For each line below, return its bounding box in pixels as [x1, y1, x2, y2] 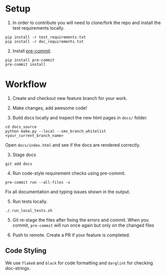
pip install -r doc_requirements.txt [5, 39, 84, 44]
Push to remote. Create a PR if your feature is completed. [12, 232, 130, 238]
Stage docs [12, 152, 36, 158]
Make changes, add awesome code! [12, 105, 87, 111]
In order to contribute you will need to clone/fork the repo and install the [12, 20, 161, 26]
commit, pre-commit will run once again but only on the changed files [12, 222, 154, 228]
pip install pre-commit [5, 57, 55, 63]
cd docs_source [5, 124, 37, 129]
